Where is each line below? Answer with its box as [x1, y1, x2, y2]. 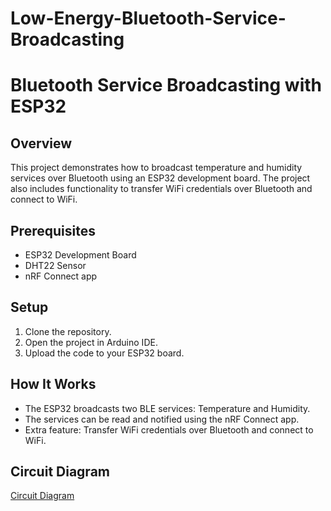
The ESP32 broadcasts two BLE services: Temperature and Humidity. [24, 402, 311, 414]
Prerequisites [10, 222, 96, 239]
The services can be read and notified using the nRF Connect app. [24, 413, 300, 425]
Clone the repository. [24, 325, 112, 337]
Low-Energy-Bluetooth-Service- [10, 7, 287, 30]
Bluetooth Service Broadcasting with [10, 74, 322, 97]
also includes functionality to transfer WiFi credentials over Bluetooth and [10, 183, 313, 195]
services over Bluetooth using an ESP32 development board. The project [10, 172, 311, 184]
